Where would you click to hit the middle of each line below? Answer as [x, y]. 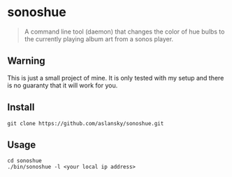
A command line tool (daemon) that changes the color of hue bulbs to [124, 31]
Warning [26, 61]
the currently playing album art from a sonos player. [99, 38]
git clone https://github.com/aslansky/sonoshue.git [86, 123]
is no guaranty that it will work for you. [63, 85]
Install [21, 107]
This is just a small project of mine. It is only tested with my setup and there [116, 78]
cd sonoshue [24, 161]
